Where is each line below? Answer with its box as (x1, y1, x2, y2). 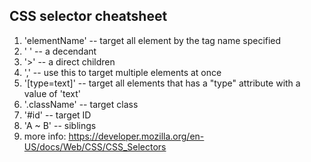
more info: (23, 130, 67, 142)
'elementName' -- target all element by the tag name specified (23, 34, 282, 46)
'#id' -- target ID (23, 109, 92, 121)
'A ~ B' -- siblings (23, 119, 97, 131)
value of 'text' (23, 87, 81, 99)
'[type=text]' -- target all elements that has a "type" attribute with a (23, 77, 301, 89)
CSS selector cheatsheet (9, 8, 168, 25)
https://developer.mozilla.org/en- (68, 130, 205, 142)
